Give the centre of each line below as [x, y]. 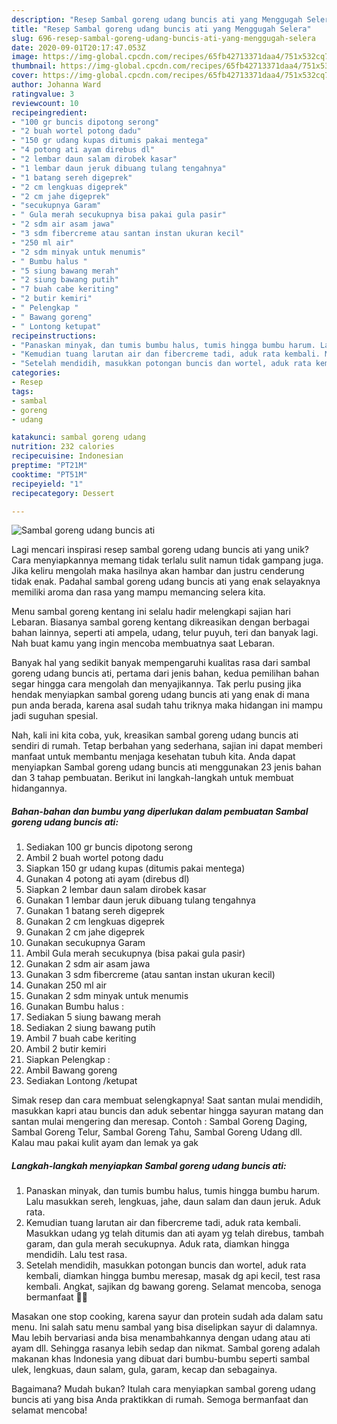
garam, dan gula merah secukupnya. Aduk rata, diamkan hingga [157, 1244]
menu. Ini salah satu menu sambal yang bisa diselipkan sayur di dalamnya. [164, 1327]
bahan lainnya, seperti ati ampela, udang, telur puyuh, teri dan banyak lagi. [165, 633]
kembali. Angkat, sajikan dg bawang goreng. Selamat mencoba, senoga [173, 1287]
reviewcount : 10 [45, 103]
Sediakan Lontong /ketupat [81, 1081]
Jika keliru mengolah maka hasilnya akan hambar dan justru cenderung [158, 571]
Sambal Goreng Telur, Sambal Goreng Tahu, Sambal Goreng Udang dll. [157, 1132]
